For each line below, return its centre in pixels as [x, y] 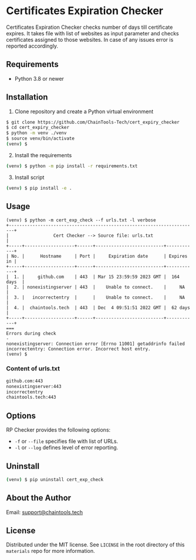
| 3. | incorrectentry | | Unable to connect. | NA [95, 297]
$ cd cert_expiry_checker [38, 128]
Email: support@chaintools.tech [45, 512]
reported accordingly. [32, 46]
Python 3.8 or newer [39, 78]
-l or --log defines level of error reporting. [66, 448]
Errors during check [31, 333]
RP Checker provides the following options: [58, 430]
